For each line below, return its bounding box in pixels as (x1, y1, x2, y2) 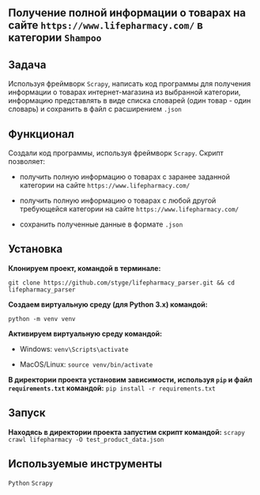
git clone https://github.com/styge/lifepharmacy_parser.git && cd (8, 279, 236, 287)
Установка (8, 242, 63, 256)
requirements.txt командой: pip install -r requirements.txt (8, 383, 216, 393)
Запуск (8, 406, 46, 420)
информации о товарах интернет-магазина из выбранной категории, (8, 87, 241, 97)
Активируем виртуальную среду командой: (8, 329, 163, 338)
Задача (8, 58, 47, 71)
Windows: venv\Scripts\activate (19, 344, 129, 353)
